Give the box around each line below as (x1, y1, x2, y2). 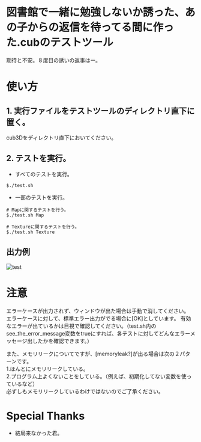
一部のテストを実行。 (14, 194, 68, 201)
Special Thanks (6, 409, 85, 423)
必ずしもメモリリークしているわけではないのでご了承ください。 (6, 387, 164, 394)
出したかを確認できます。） (26, 337, 93, 345)
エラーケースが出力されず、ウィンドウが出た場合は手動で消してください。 (6, 307, 190, 315)
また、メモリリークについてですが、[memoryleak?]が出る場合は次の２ (6, 350, 180, 357)
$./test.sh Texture (6, 229, 55, 235)
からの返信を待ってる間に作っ (27, 20, 174, 34)
